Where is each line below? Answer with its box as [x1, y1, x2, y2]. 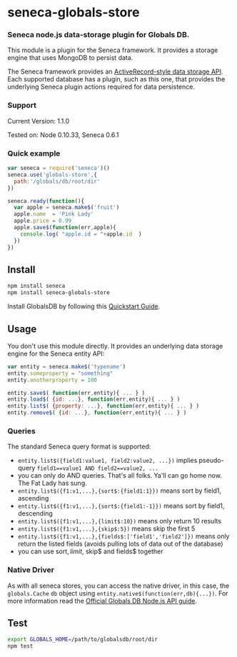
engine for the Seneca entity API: [7, 349, 105, 358]
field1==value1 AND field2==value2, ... [36, 465, 159, 472]
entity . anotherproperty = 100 [7, 376, 98, 383]
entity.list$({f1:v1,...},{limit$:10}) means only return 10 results [17, 517, 222, 526]
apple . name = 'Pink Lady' [14, 211, 94, 218]
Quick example [7, 148, 61, 158]
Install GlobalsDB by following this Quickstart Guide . [7, 302, 161, 311]
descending [17, 509, 54, 518]
